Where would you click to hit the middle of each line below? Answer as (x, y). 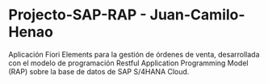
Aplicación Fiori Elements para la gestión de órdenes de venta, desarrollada (134, 54)
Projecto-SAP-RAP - (77, 15)
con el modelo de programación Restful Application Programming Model (128, 63)
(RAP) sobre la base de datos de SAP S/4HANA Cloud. (99, 71)
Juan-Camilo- (197, 15)
